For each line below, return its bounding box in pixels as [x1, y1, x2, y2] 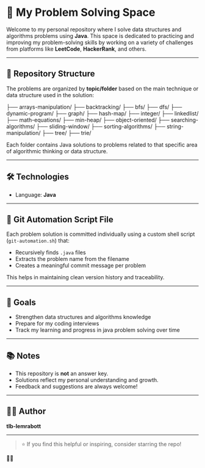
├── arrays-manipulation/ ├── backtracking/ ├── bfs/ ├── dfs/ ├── [6, 103, 182, 111]
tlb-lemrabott [6, 422, 41, 430]
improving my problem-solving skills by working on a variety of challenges [6, 38, 193, 46]
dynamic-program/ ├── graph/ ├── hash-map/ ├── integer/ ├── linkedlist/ [6, 109, 199, 117]
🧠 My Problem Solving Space [6, 5, 156, 20]
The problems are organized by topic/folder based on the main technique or [6, 85, 199, 92]
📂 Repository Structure [6, 68, 95, 79]
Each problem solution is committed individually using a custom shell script [6, 230, 195, 238]
